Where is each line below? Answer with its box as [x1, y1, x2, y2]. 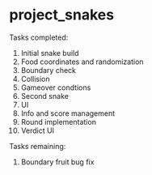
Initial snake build [20, 48, 79, 58]
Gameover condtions [20, 83, 91, 92]
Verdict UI [20, 126, 55, 135]
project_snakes [9, 6, 115, 24]
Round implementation [20, 117, 96, 126]
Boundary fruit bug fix [20, 156, 95, 167]
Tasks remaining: [9, 141, 66, 151]
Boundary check [20, 65, 76, 75]
